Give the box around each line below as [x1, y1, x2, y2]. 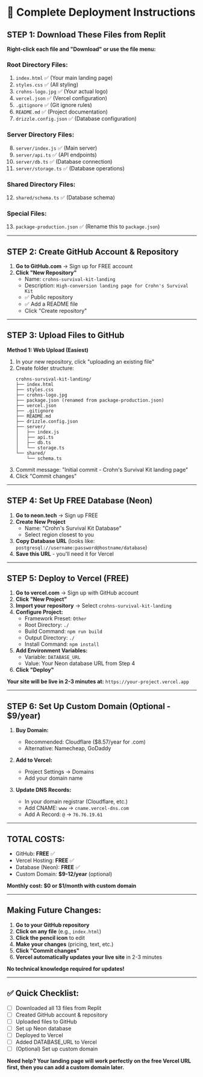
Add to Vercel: [15, 756, 53, 764]
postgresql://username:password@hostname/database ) [15, 544, 148, 551]
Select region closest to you [24, 531, 94, 538]
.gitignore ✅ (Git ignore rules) [15, 101, 92, 109]
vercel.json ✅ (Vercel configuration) [15, 95, 107, 102]
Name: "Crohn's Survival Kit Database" [24, 524, 122, 532]
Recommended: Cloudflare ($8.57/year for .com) [24, 738, 146, 745]
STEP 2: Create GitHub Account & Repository [7, 246, 179, 257]
